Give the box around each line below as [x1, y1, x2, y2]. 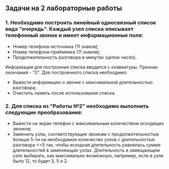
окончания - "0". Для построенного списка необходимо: [5, 69, 128, 75]
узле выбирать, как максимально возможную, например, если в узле [12, 152, 164, 158]
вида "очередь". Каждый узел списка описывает [5, 25, 134, 32]
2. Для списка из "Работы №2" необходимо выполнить [5, 102, 149, 109]
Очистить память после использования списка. [12, 90, 116, 96]
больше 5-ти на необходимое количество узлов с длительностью [12, 136, 155, 142]
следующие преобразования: [5, 109, 83, 116]
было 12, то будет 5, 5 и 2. [12, 158, 69, 164]
